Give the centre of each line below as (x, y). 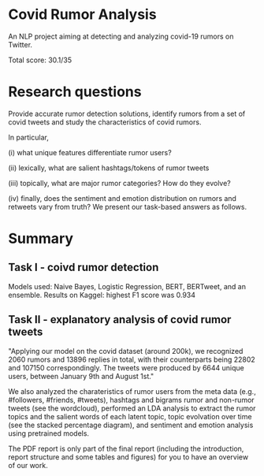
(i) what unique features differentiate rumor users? (90, 152)
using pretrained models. (48, 433)
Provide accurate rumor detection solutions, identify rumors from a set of (127, 113)
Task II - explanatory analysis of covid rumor (120, 320)
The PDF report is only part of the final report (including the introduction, (126, 448)
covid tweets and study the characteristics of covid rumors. (105, 122)
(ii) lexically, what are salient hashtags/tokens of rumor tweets (109, 168)
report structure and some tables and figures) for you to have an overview (128, 457)
